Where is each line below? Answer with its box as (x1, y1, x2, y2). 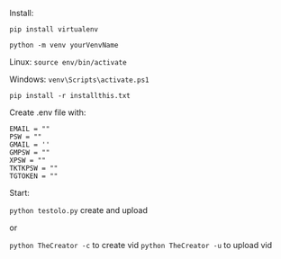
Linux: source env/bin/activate (9, 57, 128, 67)
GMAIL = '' (9, 140, 50, 149)
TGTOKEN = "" (9, 172, 59, 181)
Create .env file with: (9, 107, 86, 118)
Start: (9, 188, 30, 198)
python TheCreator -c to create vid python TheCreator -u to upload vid (9, 240, 273, 250)
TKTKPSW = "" (9, 164, 59, 173)
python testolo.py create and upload (9, 205, 149, 215)
